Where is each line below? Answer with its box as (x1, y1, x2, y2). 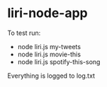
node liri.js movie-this (17, 50, 81, 58)
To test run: (7, 29, 41, 37)
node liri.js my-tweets (17, 42, 81, 51)
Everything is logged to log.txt (7, 71, 96, 80)
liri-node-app (7, 5, 88, 21)
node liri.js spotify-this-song (17, 57, 101, 66)
